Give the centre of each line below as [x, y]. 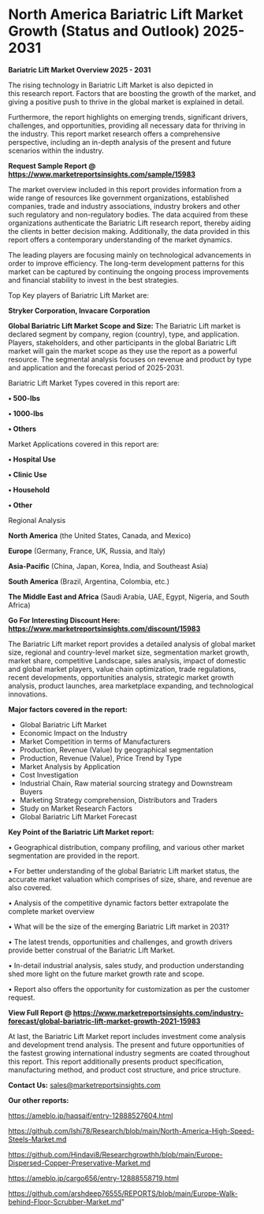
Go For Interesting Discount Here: [64, 620]
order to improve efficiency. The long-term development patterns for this [126, 263]
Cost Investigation [49, 774]
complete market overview [51, 911]
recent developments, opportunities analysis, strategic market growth [121, 677]
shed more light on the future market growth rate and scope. [106, 974]
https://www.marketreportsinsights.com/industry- [158, 1012]
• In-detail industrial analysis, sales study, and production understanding [126, 965]
